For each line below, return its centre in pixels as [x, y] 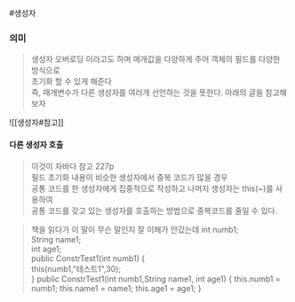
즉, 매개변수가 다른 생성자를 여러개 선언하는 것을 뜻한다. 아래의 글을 [147, 92]
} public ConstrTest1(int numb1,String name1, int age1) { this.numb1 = [156, 279]
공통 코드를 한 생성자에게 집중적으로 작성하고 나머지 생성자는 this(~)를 [152, 188]
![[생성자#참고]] [36, 123]
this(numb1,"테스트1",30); [76, 268]
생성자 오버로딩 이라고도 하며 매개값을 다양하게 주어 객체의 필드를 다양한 [155, 60]
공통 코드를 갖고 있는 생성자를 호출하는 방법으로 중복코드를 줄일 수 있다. [154, 211]
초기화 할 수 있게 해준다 [72, 82]
